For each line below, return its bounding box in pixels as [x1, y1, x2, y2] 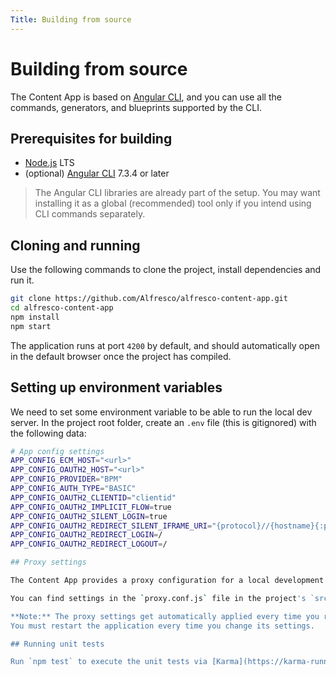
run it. [10, 274, 35, 286]
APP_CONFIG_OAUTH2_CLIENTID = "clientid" [10, 492, 177, 503]
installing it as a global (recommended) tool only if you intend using [34, 197, 312, 210]
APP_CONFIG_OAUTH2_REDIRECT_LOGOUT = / [10, 539, 168, 550]
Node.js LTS [24, 157, 75, 169]
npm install [10, 312, 60, 322]
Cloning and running [10, 237, 141, 254]
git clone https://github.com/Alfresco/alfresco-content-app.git [10, 294, 288, 304]
